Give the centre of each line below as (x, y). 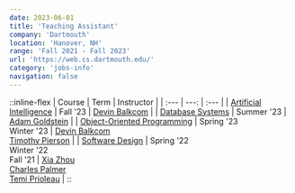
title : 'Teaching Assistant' (64, 26)
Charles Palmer (38, 169)
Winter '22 (29, 150)
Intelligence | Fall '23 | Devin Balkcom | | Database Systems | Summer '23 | (148, 111)
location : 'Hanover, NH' (56, 43)
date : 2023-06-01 (42, 18)
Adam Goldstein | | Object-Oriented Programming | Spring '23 (124, 121)
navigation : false (44, 77)
